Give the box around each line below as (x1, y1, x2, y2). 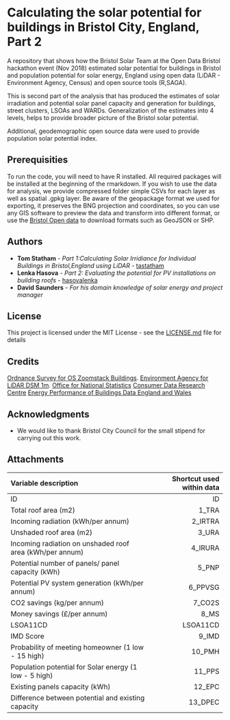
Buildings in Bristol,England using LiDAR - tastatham (16, 261, 164, 269)
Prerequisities (7, 154, 68, 166)
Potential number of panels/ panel (10, 558, 120, 568)
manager (16, 290, 43, 299)
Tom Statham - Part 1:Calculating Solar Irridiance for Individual (16, 254, 196, 262)
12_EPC (193, 682, 220, 691)
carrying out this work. (16, 434, 81, 442)
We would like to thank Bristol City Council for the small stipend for (16, 427, 205, 435)
